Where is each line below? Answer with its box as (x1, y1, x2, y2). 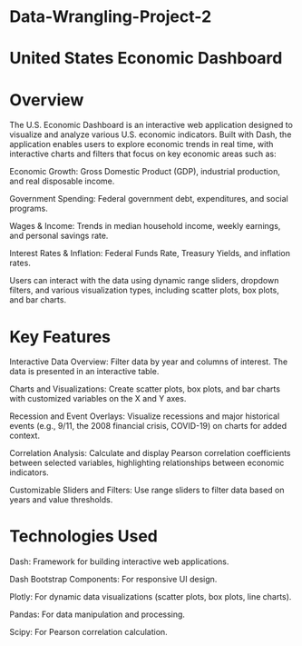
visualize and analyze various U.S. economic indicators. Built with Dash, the (9, 129, 292, 140)
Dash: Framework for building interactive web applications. (9, 556, 229, 567)
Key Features (9, 326, 112, 347)
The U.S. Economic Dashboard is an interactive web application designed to (9, 120, 293, 131)
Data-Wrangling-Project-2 (9, 6, 212, 27)
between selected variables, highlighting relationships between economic (9, 457, 285, 469)
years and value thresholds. (9, 494, 113, 505)
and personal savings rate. (9, 230, 109, 242)
